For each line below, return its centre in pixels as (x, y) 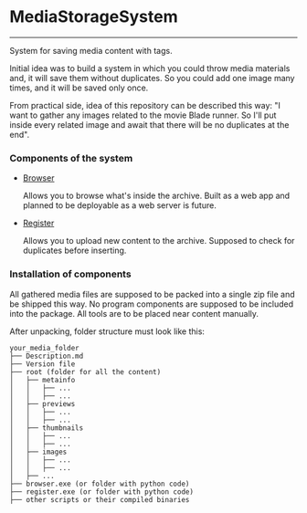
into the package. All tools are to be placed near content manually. (134, 313)
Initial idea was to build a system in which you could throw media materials (150, 68)
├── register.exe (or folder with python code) (102, 492)
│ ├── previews (42, 403)
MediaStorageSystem (94, 17)
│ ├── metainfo (42, 380)
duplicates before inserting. (74, 251)
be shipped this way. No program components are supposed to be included (152, 304)
